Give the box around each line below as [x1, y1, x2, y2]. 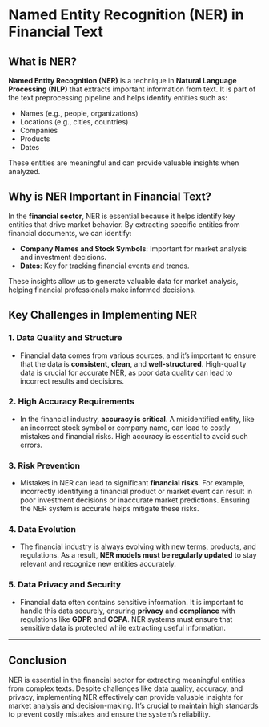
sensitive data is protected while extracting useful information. [19, 623, 226, 632]
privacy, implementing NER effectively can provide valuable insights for [8, 692, 243, 701]
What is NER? [8, 55, 78, 68]
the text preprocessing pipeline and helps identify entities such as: [8, 93, 228, 102]
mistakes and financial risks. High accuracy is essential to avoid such [19, 431, 248, 441]
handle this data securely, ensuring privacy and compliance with [19, 606, 236, 615]
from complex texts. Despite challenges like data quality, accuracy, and [8, 684, 243, 693]
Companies [19, 126, 58, 135]
